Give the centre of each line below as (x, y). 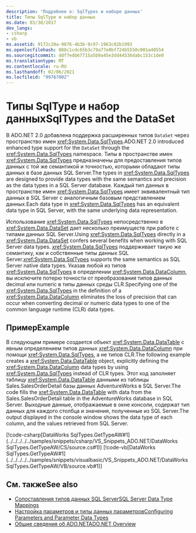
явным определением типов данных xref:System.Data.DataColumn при (94, 348)
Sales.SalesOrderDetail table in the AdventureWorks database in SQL (89, 398)
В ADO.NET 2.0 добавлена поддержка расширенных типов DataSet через (98, 135)
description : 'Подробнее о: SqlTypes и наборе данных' (75, 11)
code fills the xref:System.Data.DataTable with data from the (79, 392)
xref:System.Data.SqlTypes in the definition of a (64, 291)
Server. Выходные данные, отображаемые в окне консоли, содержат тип (98, 405)
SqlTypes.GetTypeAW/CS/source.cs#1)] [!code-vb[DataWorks (81, 447)
